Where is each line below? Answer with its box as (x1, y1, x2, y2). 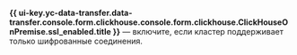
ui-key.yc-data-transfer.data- (18, 8, 133, 18)
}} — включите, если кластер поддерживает (112, 27, 284, 36)
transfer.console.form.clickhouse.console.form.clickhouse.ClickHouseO (9, 17, 289, 27)
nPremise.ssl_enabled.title (9, 27, 112, 36)
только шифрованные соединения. (9, 35, 144, 46)
